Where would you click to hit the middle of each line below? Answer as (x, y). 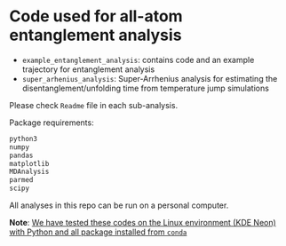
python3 (24, 139)
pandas (21, 155)
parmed (21, 180)
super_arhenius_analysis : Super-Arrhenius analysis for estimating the (150, 78)
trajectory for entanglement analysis (88, 69)
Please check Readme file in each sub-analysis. (94, 105)
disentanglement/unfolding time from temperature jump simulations (145, 88)
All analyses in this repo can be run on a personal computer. (119, 205)
